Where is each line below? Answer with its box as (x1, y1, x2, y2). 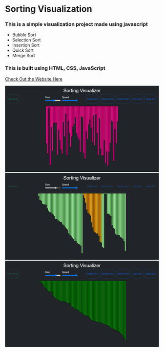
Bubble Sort (12, 32, 37, 38)
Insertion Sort (12, 42, 40, 48)
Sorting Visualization (5, 3, 92, 15)
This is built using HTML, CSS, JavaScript (5, 65, 106, 72)
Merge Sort (12, 53, 35, 59)
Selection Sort (12, 37, 41, 43)
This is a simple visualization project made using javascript (5, 21, 148, 28)
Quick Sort (12, 47, 34, 53)
